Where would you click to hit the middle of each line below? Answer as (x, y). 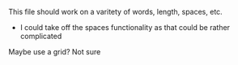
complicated (41, 36)
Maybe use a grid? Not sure (55, 52)
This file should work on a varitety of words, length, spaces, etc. (115, 12)
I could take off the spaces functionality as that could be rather (125, 27)
